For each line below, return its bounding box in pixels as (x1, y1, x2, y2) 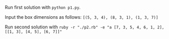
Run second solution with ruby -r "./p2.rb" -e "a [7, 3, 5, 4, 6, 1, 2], (5, 24, 164, 30)
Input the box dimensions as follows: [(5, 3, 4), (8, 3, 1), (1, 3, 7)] (5, 14, 159, 20)
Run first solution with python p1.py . (5, 5, 81, 10)
